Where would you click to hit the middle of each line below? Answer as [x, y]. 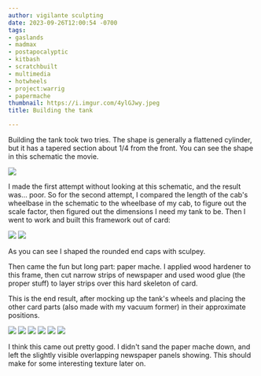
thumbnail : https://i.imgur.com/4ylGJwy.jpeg [84, 103]
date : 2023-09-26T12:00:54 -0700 [63, 23]
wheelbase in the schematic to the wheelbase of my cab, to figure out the [127, 203]
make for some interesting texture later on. [77, 363]
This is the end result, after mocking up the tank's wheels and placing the [127, 299]
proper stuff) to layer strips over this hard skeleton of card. [103, 283]
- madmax [22, 45]
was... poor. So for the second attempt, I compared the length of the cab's [128, 195]
